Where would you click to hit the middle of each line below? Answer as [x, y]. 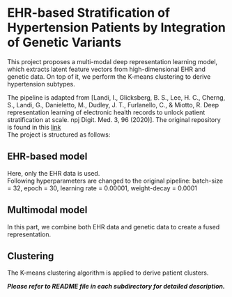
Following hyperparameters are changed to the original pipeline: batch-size [115, 181]
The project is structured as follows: [59, 135]
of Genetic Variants [64, 43]
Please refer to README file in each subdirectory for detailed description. [116, 287]
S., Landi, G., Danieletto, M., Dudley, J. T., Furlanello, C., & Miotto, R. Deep [113, 105]
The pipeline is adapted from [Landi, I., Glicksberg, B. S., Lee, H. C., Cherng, [116, 97]
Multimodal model [47, 210]
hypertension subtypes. [41, 84]
